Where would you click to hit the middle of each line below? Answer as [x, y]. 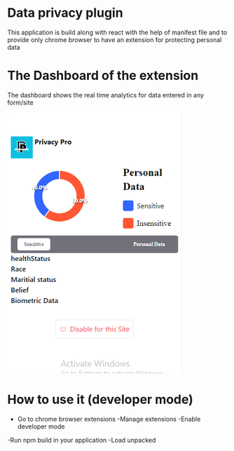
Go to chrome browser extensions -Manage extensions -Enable [109, 419]
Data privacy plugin [66, 13]
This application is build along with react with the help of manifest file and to [117, 32]
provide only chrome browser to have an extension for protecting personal [115, 39]
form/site [20, 102]
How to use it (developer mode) [101, 399]
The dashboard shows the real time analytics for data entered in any [106, 95]
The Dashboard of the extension [103, 76]
